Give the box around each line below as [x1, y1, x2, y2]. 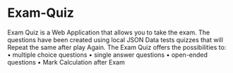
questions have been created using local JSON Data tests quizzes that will [7, 35, 224, 44]
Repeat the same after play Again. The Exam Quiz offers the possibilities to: [7, 43, 227, 51]
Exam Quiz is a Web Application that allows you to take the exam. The [7, 28, 210, 36]
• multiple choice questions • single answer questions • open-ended [7, 51, 208, 59]
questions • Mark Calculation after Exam [7, 58, 125, 66]
